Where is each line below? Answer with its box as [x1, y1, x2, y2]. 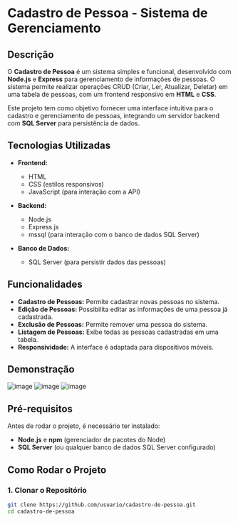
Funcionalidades [7, 278, 83, 291]
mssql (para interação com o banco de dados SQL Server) [28, 230, 200, 239]
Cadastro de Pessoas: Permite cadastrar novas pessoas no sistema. [17, 297, 219, 306]
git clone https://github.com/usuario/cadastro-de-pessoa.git [7, 501, 196, 508]
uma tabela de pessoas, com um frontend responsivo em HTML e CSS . [7, 90, 217, 98]
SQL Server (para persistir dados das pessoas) [28, 258, 166, 266]
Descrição [7, 48, 54, 61]
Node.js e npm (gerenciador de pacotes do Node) [17, 436, 166, 444]
